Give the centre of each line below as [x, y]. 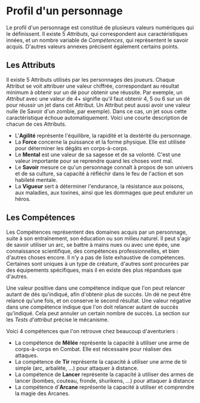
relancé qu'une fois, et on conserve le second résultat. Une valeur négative [99, 300]
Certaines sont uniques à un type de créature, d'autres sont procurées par [98, 263]
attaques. [27, 355]
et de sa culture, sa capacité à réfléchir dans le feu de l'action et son [99, 173]
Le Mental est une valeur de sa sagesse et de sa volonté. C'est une [98, 154]
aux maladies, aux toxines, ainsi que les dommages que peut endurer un [104, 193]
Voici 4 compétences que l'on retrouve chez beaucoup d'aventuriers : [92, 331]
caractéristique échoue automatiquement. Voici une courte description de [97, 117]
